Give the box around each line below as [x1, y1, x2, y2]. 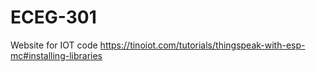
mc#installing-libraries [10, 49, 103, 61]
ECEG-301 [10, 6, 97, 29]
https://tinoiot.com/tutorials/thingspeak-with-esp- [99, 39, 306, 51]
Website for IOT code [10, 39, 98, 51]
